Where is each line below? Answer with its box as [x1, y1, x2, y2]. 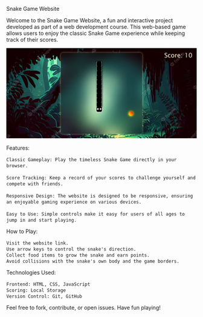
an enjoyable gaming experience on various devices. [6, 199, 142, 205]
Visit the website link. [6, 240, 69, 246]
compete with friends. [6, 181, 63, 187]
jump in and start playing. [6, 217, 77, 223]
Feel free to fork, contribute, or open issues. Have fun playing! [6, 304, 161, 312]
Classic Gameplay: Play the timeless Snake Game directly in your [6, 157, 177, 163]
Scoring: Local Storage [6, 287, 66, 293]
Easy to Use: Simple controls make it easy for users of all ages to [6, 211, 185, 217]
